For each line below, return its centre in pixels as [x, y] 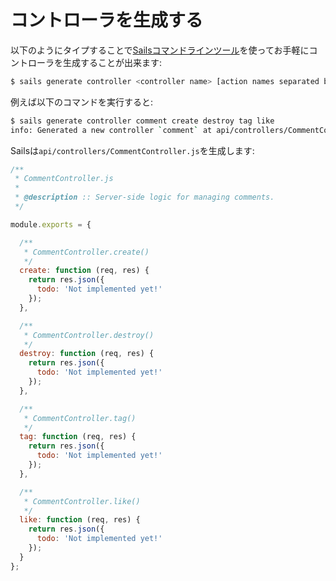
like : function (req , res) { [80, 520]
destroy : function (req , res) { [87, 354]
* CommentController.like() [82, 501]
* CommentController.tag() [80, 418]
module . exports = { [51, 224]
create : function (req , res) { [84, 271]
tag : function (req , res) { [78, 437]
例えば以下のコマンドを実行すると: [82, 102]
